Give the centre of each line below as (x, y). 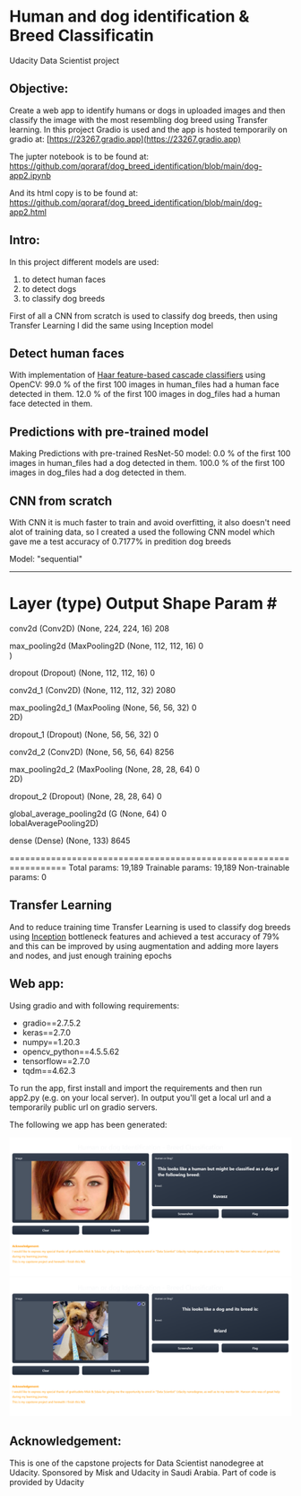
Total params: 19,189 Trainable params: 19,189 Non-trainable (179, 867)
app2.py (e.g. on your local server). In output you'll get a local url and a (140, 1097)
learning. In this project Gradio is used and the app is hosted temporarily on (149, 129)
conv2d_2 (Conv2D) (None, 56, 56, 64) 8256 (92, 752)
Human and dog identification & (129, 17)
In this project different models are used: (84, 261)
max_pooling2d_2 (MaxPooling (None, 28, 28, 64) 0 (104, 769)
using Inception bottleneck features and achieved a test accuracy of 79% (145, 937)
